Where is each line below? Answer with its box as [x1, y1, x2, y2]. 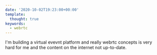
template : [5, 12, 26, 17]
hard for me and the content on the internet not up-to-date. [5, 45, 127, 51]
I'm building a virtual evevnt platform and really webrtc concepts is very [5, 39, 153, 45]
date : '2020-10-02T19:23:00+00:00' [5, 7, 79, 12]
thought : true [9, 16, 39, 21]
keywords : [5, 21, 26, 26]
